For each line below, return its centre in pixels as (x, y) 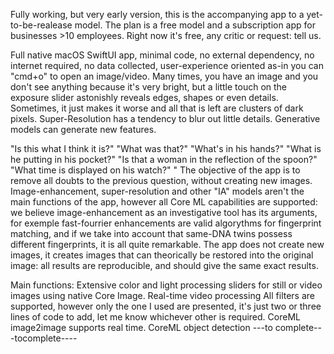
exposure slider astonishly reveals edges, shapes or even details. (144, 97)
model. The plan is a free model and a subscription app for (195, 25)
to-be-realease (41, 25)
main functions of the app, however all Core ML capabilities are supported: (164, 202)
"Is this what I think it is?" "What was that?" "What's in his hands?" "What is (166, 148)
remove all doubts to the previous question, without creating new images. (161, 180)
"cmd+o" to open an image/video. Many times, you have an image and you (164, 76)
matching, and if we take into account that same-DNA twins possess (151, 233)
